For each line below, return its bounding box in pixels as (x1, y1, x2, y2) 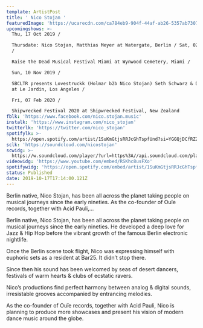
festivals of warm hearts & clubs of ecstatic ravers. (6, 272, 133, 279)
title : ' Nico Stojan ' (6, 14, 66, 21)
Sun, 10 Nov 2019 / (11, 69, 61, 76)
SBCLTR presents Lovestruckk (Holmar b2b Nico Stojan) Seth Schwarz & (11, 80, 193, 86)
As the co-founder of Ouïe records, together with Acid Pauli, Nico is (6, 301, 175, 309)
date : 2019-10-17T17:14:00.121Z (6, 175, 88, 181)
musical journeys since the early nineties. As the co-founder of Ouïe (6, 198, 176, 205)
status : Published (6, 170, 53, 176)
